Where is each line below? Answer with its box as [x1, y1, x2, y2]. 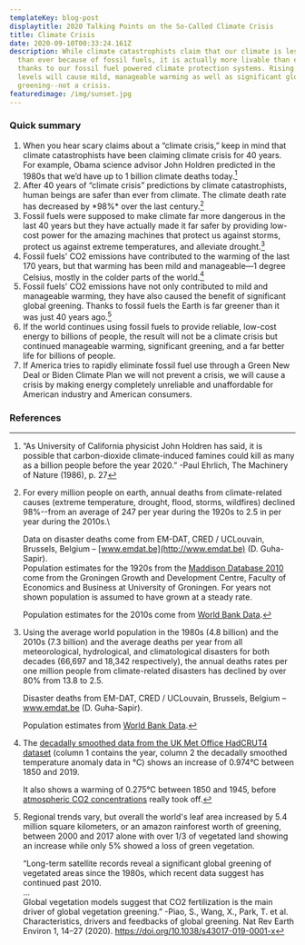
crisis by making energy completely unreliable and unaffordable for [22, 379, 274, 391]
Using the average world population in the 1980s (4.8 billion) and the [22, 627, 279, 638]
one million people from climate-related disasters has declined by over [22, 665, 287, 677]
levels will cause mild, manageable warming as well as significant [17, 73, 282, 82]
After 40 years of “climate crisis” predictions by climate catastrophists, [22, 180, 288, 191]
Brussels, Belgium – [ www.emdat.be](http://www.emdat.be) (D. [22, 543, 259, 554]
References [9, 412, 62, 423]
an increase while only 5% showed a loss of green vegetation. [22, 841, 256, 851]
